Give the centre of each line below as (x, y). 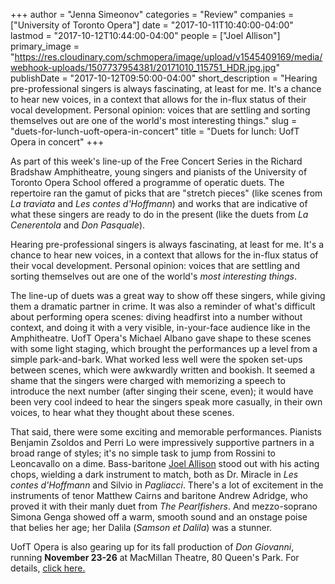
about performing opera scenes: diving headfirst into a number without (156, 317)
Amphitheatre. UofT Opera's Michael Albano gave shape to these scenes (161, 338)
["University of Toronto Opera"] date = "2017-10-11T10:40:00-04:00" (152, 25)
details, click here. (48, 568)
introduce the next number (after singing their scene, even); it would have (162, 391)
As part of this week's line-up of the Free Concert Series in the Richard (156, 161)
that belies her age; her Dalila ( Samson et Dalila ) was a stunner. (141, 527)
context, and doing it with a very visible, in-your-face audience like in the (160, 327)
